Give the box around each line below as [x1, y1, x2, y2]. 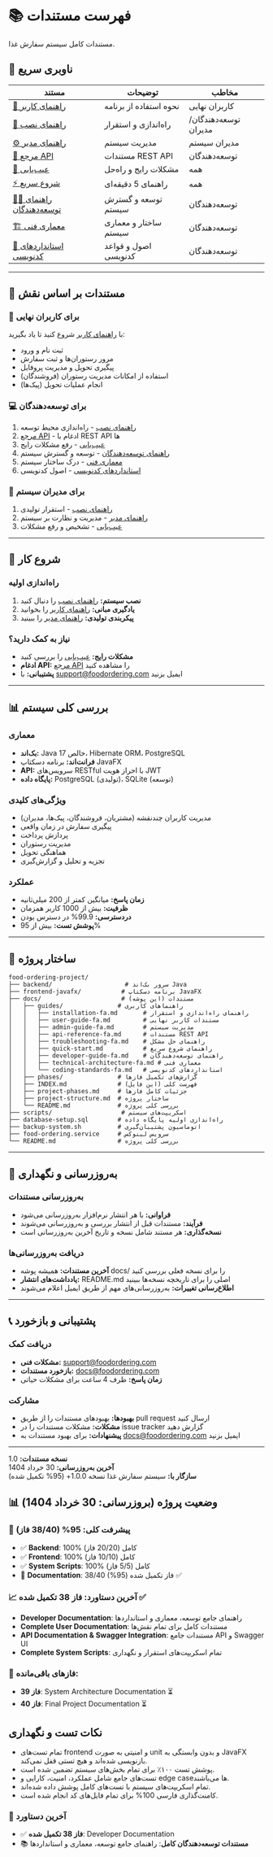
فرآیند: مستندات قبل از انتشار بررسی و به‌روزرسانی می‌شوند [19, 1218, 203, 1228]
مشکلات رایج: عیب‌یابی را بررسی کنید [19, 652, 134, 661]
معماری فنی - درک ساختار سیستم [19, 456, 123, 466]
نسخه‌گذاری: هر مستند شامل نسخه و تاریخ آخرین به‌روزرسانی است [19, 1227, 222, 1236]
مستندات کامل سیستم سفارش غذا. [8, 38, 115, 49]
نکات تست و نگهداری [8, 1725, 103, 1739]
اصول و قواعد [104, 240, 152, 251]
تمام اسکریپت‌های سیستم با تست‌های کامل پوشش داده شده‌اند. [19, 1782, 211, 1792]
